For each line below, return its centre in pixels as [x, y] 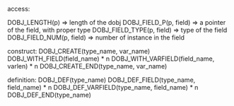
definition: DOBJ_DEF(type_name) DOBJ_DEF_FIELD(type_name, [101, 80]
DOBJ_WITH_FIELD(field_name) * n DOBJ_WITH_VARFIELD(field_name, [111, 59]
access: [19, 9]
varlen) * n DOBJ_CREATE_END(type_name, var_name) [87, 66]
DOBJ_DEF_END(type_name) [49, 95]
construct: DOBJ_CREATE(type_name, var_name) [79, 51]
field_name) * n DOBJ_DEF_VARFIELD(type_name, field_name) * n [103, 87]
